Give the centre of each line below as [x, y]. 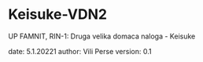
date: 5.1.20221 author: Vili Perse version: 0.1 [80, 51]
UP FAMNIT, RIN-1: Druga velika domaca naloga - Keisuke [102, 36]
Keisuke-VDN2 [58, 15]
